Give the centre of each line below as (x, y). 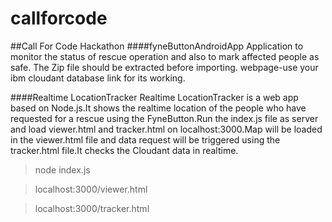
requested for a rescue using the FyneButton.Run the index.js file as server (164, 118)
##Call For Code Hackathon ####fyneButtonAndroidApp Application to (157, 46)
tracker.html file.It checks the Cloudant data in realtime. (124, 150)
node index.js (62, 169)
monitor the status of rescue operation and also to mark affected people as (165, 56)
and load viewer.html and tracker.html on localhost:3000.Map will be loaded (166, 129)
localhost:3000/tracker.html (92, 208)
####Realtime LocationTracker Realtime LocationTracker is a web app (154, 97)
